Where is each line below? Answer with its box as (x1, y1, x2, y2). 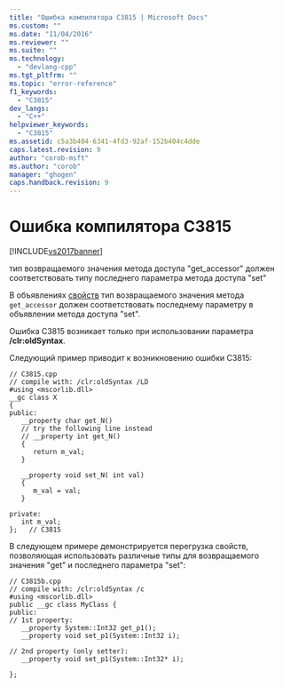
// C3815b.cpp (9, 577, 62, 587)
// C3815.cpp (9, 370, 58, 379)
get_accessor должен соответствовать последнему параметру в (9, 300, 254, 310)
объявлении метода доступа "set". (9, 308, 140, 320)
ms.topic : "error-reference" (9, 79, 117, 88)
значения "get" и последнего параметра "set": (9, 560, 186, 571)
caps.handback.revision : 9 (9, 179, 109, 188)
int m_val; (20, 517, 62, 527)
